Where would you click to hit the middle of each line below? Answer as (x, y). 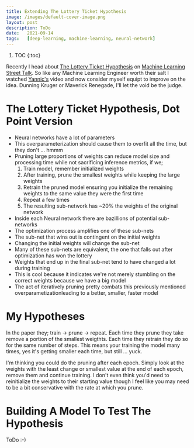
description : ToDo (28, 28)
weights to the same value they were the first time (83, 193)
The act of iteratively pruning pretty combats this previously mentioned (100, 287)
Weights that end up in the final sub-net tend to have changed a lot (95, 261)
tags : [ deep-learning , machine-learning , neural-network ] (81, 39)
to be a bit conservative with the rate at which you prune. (75, 387)
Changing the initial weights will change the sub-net (77, 243)
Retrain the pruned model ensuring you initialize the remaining (98, 187)
